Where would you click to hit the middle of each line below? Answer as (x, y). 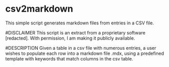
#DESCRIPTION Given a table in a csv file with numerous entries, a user (81, 48)
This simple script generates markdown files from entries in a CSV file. (80, 23)
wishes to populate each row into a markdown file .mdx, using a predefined (85, 53)
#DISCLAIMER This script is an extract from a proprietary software (76, 32)
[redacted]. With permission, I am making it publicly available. (70, 38)
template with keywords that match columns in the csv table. (69, 58)
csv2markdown (39, 9)
